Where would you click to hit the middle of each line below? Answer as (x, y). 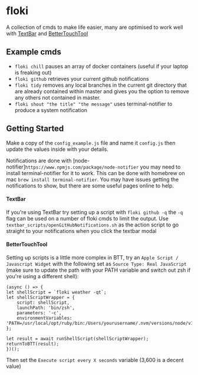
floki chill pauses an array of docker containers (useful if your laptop (101, 66)
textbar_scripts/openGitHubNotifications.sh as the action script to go (93, 225)
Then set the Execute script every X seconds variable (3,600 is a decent (95, 360)
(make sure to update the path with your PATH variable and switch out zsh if (98, 270)
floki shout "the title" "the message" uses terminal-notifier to (93, 104)
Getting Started (35, 129)
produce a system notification (51, 110)
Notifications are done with (39, 160)
